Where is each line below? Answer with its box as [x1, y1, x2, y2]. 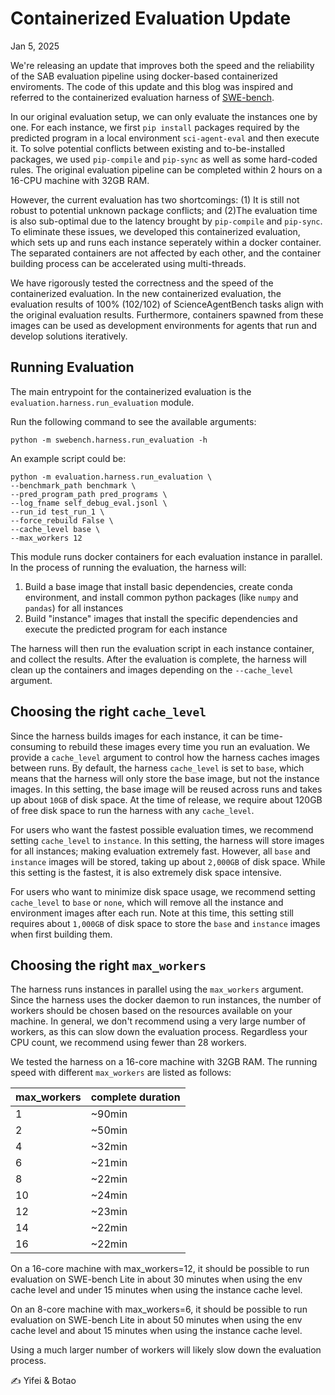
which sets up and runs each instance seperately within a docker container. [10, 236, 322, 248]
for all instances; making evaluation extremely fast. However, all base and [10, 845, 311, 857]
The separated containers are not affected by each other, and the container [10, 247, 322, 259]
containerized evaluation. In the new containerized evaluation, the [10, 287, 282, 299]
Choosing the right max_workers [10, 957, 207, 974]
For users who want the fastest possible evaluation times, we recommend [10, 823, 314, 836]
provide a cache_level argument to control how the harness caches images [10, 751, 320, 763]
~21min [90, 1156, 128, 1170]
